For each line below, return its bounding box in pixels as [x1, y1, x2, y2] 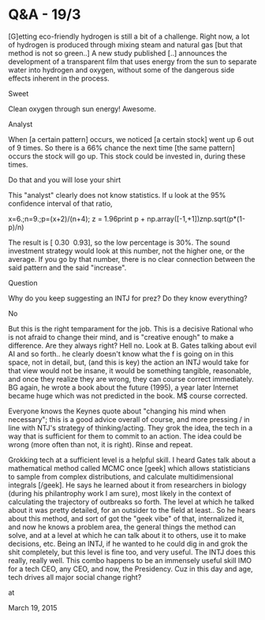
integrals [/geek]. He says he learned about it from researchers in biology [8, 480, 247, 490]
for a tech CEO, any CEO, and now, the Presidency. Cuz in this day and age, [8, 564, 254, 573]
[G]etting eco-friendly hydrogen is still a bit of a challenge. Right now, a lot [8, 32, 250, 41]
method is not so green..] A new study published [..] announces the [8, 48, 227, 58]
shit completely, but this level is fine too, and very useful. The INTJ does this [8, 547, 256, 557]
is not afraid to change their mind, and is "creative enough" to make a [8, 332, 234, 342]
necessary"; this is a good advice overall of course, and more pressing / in [8, 414, 250, 424]
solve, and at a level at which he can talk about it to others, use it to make [8, 530, 247, 540]
